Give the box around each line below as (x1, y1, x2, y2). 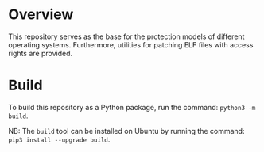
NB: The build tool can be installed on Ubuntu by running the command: (8, 126, 245, 135)
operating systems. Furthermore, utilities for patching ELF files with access (8, 40, 254, 49)
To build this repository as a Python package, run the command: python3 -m (8, 102, 256, 112)
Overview (8, 6, 74, 24)
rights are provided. (8, 48, 73, 58)
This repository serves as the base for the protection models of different (8, 32, 245, 41)
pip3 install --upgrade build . (8, 135, 111, 144)
